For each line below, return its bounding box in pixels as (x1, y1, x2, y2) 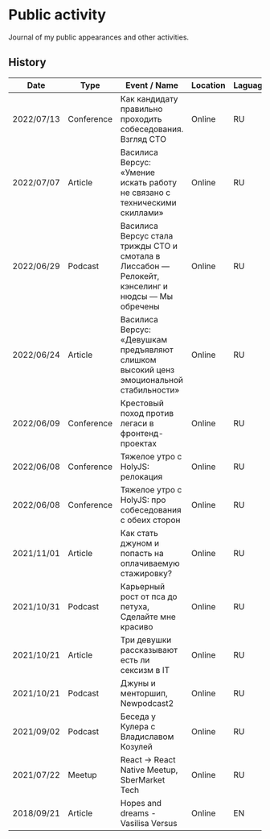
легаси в (120, 417, 154, 429)
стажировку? (120, 567, 173, 579)
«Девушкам (120, 334, 167, 345)
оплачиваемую (120, 558, 180, 569)
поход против (120, 407, 174, 418)
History (8, 56, 47, 69)
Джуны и (120, 677, 157, 688)
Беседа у (120, 711, 157, 722)
